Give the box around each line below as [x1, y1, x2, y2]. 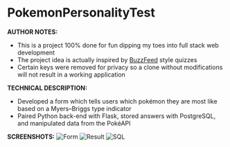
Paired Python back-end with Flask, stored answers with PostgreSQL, [17, 112, 216, 120]
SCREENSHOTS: [7, 133, 55, 141]
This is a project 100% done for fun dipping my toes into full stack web [17, 41, 220, 49]
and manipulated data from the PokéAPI [17, 119, 131, 127]
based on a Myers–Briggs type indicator [17, 104, 132, 112]
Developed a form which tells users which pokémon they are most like [17, 97, 218, 105]
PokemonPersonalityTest [7, 5, 156, 21]
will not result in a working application [17, 70, 126, 79]
